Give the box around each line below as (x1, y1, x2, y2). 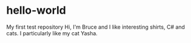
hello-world (6, 4, 67, 17)
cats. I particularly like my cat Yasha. (6, 29, 98, 36)
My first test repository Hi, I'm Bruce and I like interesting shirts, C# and (6, 23, 185, 30)
